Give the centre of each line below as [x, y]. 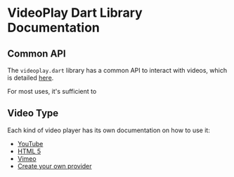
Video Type [33, 113]
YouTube [30, 143]
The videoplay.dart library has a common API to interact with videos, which [117, 70]
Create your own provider [55, 166]
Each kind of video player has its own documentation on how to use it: [109, 130]
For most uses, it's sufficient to [52, 91]
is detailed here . [31, 78]
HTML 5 [29, 151]
